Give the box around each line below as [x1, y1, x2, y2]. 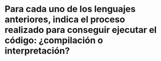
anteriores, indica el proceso [4, 14, 125, 25]
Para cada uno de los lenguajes [4, 3, 136, 15]
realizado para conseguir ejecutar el [4, 25, 157, 35]
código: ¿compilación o [4, 35, 103, 46]
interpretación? [4, 45, 70, 57]
